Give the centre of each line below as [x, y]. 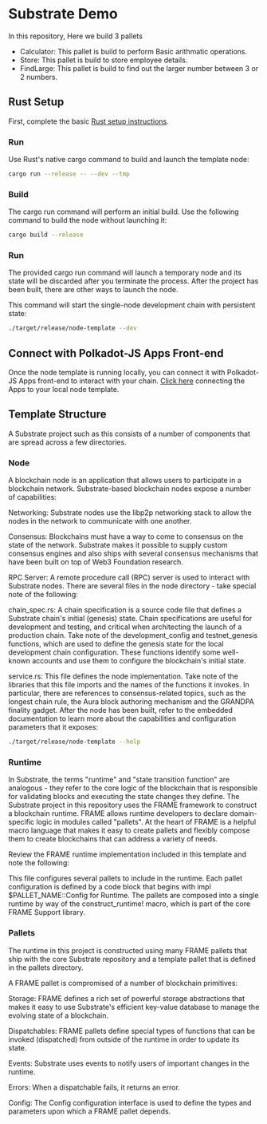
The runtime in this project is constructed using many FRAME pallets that [128, 950]
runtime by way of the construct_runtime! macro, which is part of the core [130, 904]
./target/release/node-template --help [75, 742]
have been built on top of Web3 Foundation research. [96, 562]
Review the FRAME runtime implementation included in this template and [128, 854]
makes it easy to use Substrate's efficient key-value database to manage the [134, 1007]
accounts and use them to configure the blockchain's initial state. [139, 661]
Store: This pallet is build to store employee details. [104, 60]
